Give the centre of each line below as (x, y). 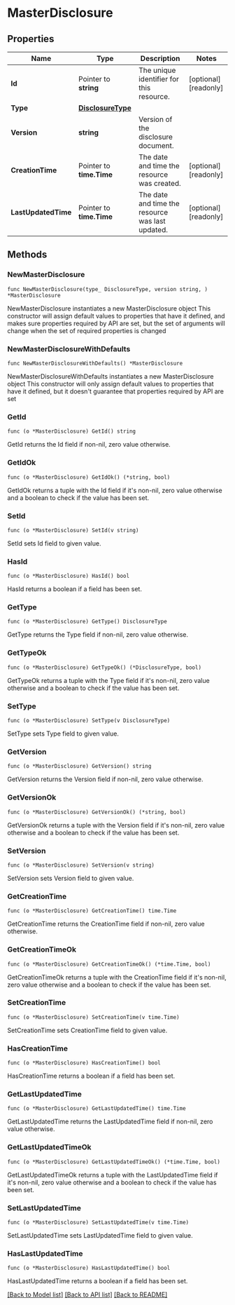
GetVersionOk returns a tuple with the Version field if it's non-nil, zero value (116, 825)
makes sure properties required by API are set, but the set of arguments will (116, 323)
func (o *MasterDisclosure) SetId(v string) (73, 530)
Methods (27, 255)
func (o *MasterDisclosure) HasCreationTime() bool (84, 1063)
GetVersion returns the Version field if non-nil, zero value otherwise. (105, 779)
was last (152, 221)
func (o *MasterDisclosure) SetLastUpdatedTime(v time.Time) (98, 1223)
